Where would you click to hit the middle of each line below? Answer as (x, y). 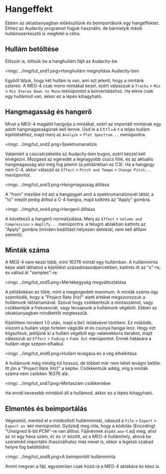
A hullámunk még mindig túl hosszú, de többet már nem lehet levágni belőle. (83, 363)
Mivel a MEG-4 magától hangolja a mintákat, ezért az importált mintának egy (83, 124)
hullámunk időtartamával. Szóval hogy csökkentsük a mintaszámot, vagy (79, 302)
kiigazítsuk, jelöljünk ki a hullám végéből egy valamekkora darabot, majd (79, 333)
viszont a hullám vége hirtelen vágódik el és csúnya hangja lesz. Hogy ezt (81, 328)
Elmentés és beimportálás (46, 409)
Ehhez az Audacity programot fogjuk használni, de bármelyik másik (74, 28)
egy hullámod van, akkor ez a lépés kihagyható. (54, 96)
